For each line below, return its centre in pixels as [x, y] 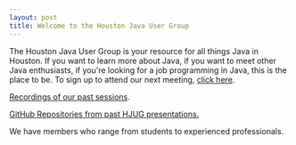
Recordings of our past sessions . [70, 97]
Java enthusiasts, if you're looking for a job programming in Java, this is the [148, 70]
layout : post [33, 17]
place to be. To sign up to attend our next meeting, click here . [122, 79]
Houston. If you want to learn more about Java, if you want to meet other [143, 60]
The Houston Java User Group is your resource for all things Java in [134, 51]
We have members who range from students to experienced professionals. [147, 131]
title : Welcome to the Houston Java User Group [99, 26]
